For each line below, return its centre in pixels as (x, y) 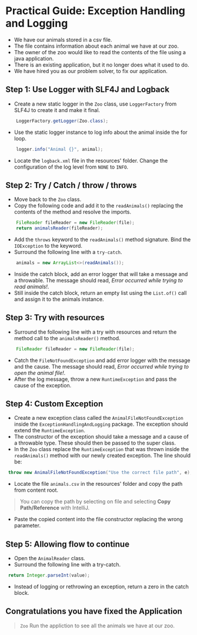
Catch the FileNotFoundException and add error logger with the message (102, 360)
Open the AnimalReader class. (50, 558)
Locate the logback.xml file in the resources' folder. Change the (91, 160)
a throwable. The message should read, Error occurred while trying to (98, 280)
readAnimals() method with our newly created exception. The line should (102, 456)
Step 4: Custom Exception (54, 404)
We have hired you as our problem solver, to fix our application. (91, 71)
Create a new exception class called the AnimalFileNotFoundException (98, 418)
